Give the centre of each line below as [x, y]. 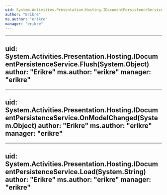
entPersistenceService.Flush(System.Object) [77, 64]
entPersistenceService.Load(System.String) [76, 172]
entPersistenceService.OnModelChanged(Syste [82, 118]
